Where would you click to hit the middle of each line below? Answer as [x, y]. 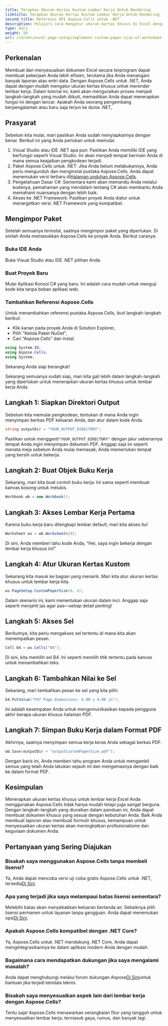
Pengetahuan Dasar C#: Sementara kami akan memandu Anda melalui [85, 182]
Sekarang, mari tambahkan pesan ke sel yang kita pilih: [62, 690]
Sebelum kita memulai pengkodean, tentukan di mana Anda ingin [72, 414]
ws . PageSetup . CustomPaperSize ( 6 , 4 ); [44, 590]
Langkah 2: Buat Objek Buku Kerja [59, 470]
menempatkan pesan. [27, 638]
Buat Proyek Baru [27, 273]
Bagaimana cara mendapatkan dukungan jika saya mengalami [82, 960]
